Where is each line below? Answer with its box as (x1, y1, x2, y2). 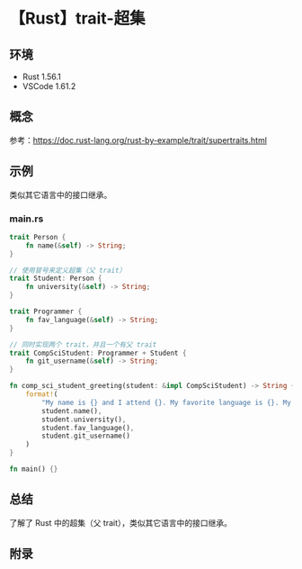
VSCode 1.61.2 (22, 81, 76, 91)
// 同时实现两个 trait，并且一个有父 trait (9, 339, 157, 349)
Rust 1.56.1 (22, 71, 61, 82)
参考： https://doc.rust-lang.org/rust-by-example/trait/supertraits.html (9, 134, 268, 145)
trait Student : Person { (9, 274, 102, 284)
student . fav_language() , (41, 423, 135, 432)
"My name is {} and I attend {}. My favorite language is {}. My (41, 398, 292, 407)
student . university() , (41, 415, 127, 424)
